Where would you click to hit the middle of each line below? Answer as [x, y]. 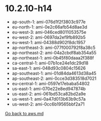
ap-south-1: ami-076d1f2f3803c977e [49, 22]
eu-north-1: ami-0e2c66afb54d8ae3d [50, 27]
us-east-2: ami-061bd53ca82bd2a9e [49, 94]
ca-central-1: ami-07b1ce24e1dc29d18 [50, 63]
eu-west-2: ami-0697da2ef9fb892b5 [49, 37]
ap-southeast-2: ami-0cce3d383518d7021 [54, 78]
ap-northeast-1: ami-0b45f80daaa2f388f [53, 58]
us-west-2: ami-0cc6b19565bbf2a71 [48, 104]
